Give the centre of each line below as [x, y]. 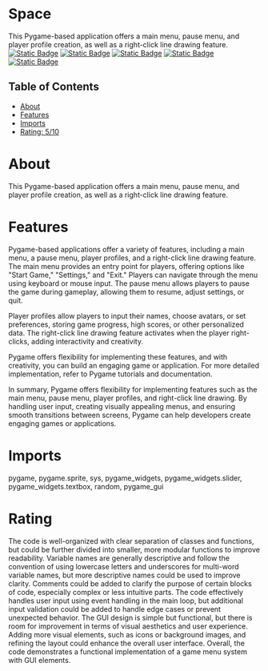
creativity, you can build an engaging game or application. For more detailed [134, 365]
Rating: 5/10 [40, 131]
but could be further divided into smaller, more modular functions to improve [134, 549]
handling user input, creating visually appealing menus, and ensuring [122, 406]
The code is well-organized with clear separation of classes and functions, [131, 540]
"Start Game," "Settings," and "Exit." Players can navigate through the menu [133, 275]
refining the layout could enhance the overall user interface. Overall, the [127, 643]
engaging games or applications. [62, 423]
